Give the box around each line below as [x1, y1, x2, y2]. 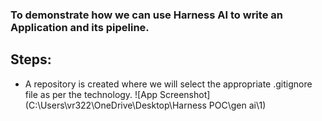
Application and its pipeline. [10, 20, 150, 34]
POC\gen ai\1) [208, 99, 267, 111]
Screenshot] [159, 88, 211, 100]
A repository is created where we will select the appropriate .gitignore [24, 78, 313, 90]
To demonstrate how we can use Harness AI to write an [10, 8, 283, 22]
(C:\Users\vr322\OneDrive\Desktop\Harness [24, 99, 207, 111]
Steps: [10, 51, 52, 68]
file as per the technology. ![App [24, 88, 158, 100]
